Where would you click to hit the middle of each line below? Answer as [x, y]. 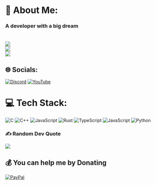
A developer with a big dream [42, 26]
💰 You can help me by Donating [56, 163]
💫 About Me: [32, 10]
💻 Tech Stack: [36, 103]
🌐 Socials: [22, 70]
